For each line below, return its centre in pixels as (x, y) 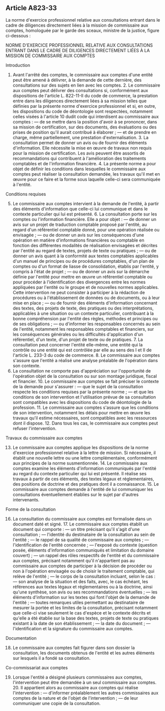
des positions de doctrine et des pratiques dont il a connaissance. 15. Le (86, 484)
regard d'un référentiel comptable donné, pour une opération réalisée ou (86, 230)
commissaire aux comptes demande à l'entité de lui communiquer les (83, 489)
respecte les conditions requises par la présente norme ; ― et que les (83, 392)
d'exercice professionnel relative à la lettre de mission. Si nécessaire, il (84, 453)
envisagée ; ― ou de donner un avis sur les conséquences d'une (78, 235)
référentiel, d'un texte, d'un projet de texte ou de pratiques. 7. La (78, 340)
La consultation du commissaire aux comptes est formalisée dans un (82, 519)
